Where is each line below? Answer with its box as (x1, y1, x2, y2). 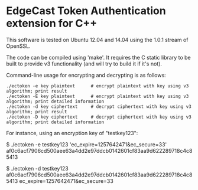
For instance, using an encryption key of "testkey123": (6, 129, 138, 136)
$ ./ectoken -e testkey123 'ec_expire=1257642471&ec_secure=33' (6, 140, 167, 148)
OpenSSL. (6, 42, 31, 50)
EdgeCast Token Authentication (6, 4, 167, 18)
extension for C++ (6, 17, 98, 30)
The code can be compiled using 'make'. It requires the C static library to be (6, 54, 191, 61)
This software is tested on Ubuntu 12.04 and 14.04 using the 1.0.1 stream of (6, 36, 189, 43)
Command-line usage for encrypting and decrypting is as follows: (6, 71, 167, 78)
